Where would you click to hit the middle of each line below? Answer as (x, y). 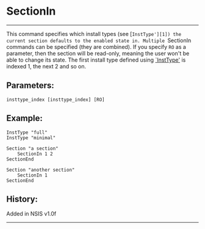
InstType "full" (27, 133)
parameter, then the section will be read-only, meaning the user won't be (98, 53)
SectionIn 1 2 (35, 154)
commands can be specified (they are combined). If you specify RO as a (96, 46)
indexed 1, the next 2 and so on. (46, 66)
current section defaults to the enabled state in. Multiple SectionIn (99, 40)
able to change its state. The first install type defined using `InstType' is (96, 60)
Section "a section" (33, 148)
